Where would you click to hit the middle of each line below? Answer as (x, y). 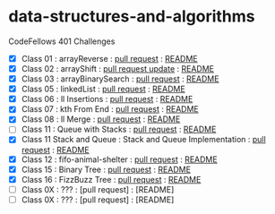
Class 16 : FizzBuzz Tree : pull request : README (111, 179)
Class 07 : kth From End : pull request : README (110, 109)
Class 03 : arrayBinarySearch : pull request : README (120, 79)
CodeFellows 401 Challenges (62, 41)
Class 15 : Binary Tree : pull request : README (106, 169)
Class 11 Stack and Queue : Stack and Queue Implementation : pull (143, 140)
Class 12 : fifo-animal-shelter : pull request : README (119, 159)
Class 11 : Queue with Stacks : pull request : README (119, 129)
